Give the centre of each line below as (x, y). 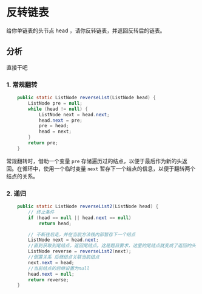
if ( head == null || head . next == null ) (80, 218)
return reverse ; (49, 280)
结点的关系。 (22, 176)
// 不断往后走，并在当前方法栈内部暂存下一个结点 (82, 234)
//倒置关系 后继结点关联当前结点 (64, 257)
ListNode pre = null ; (56, 103)
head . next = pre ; (61, 120)
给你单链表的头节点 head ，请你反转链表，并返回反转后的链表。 (86, 30)
